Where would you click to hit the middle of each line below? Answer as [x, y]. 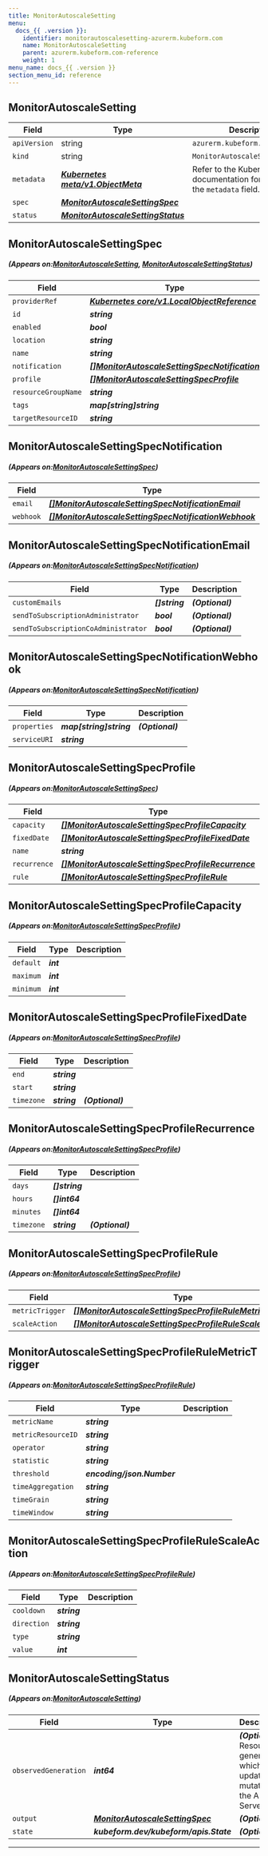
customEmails [37, 602]
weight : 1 [39, 61]
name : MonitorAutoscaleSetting [75, 46]
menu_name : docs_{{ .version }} [62, 68]
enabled [27, 327]
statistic [31, 1461]
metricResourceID [45, 1435]
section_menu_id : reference [55, 75]
